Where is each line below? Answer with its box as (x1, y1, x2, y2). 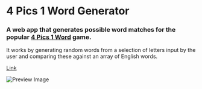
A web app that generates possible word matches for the (6, 26, 176, 34)
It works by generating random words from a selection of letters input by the (6, 47, 196, 54)
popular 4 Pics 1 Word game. (6, 33, 92, 41)
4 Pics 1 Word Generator (6, 4, 130, 18)
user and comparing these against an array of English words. (6, 53, 158, 60)
